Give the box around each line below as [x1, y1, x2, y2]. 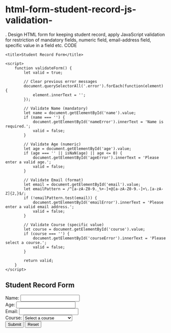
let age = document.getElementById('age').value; [24, 146, 132, 151]
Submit [8, 321, 22, 327]
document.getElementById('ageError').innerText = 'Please [32, 155, 159, 160]
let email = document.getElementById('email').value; [24, 182, 141, 187]
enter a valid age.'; [5, 160, 52, 165]
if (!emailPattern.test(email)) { [24, 195, 97, 201]
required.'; [5, 124, 31, 129]
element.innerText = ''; [32, 92, 86, 98]
